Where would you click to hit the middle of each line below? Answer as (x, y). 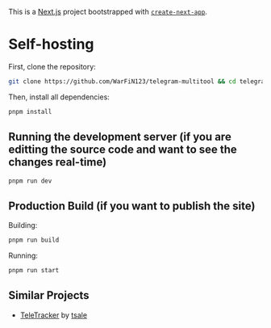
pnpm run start (34, 271)
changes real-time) (58, 162)
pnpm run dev (30, 181)
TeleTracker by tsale (53, 315)
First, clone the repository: (52, 66)
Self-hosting (51, 44)
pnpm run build (34, 240)
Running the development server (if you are (120, 137)
